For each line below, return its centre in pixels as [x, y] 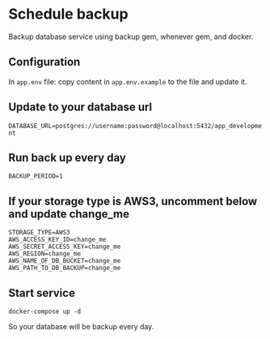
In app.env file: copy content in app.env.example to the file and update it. [128, 81]
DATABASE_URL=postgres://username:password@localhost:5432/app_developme [135, 126]
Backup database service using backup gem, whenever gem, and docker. [131, 36]
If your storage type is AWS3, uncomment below [133, 201]
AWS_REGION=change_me [45, 254]
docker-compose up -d [45, 311]
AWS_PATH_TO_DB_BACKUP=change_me [65, 268]
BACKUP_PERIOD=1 [36, 176]
